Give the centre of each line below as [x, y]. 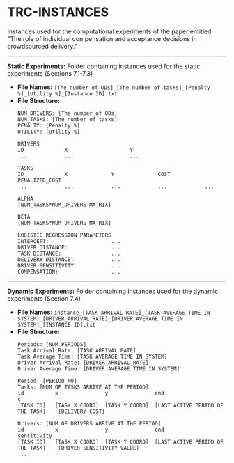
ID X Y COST [94, 174]
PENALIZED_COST [39, 180]
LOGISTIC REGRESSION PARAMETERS [64, 235]
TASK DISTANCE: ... [69, 253]
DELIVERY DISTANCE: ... [69, 259]
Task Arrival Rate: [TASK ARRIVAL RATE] [77, 350]
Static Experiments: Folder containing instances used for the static [104, 66]
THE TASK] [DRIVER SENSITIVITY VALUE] [78, 448]
